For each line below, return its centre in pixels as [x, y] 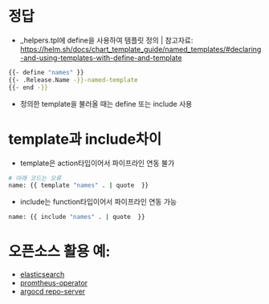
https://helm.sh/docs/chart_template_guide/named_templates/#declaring [141, 49]
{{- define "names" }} [46, 72]
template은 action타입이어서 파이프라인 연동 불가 [97, 163]
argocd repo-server [53, 292]
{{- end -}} [28, 87]
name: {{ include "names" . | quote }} [77, 217]
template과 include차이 [85, 139]
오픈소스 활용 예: [59, 251]
